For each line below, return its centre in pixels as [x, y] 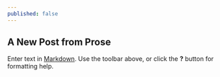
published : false [33, 14]
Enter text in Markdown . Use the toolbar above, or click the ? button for [110, 59]
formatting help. [31, 66]
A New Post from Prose [59, 42]
